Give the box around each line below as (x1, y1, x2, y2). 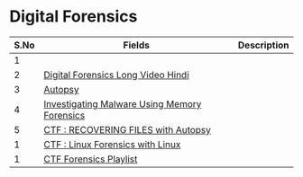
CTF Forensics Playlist (43, 153, 138, 165)
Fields (123, 39, 151, 51)
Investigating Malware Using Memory (43, 97, 202, 110)
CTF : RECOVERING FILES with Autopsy (43, 123, 212, 136)
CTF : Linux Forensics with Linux (43, 137, 181, 150)
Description (237, 39, 289, 51)
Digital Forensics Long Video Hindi (43, 68, 189, 81)
